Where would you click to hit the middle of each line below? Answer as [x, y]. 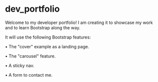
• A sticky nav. [20, 65]
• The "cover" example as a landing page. [47, 46]
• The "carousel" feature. [30, 56]
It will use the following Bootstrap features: [48, 37]
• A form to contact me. [29, 75]
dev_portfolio [32, 9]
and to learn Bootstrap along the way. [43, 27]
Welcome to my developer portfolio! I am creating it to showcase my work [79, 22]
